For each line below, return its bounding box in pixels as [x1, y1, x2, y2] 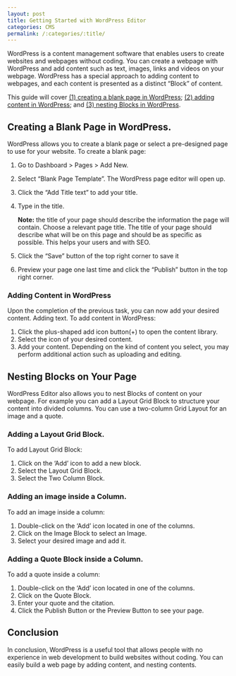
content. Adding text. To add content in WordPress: [7, 314, 156, 322]
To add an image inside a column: [7, 507, 106, 516]
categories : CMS [7, 23, 55, 30]
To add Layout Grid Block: [7, 445, 82, 454]
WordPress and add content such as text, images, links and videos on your [7, 64, 224, 73]
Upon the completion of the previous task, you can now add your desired [7, 306, 220, 315]
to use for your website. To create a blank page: [7, 147, 147, 156]
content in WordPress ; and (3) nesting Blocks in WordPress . [7, 100, 181, 109]
